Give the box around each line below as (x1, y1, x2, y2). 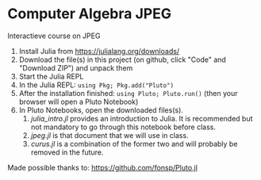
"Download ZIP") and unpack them (18, 63, 133, 72)
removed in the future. (30, 147, 104, 157)
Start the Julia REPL (18, 71, 84, 81)
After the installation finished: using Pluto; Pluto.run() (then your (18, 88, 238, 98)
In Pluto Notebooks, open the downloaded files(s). (18, 105, 184, 115)
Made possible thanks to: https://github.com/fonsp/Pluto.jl (7, 163, 198, 172)
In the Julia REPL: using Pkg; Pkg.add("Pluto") (18, 80, 175, 90)
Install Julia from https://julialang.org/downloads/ (18, 46, 180, 56)
